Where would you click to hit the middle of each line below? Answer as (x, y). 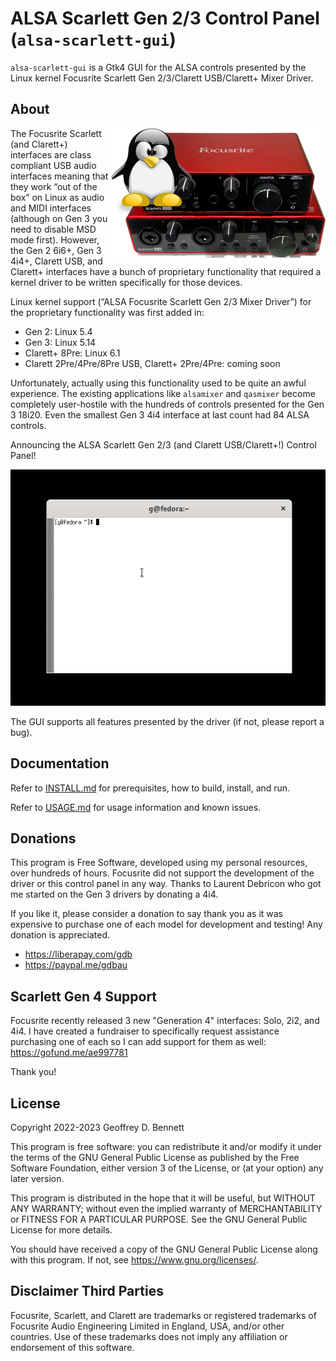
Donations (43, 838)
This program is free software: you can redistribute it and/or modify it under (166, 1146)
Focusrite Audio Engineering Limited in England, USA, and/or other (147, 1326)
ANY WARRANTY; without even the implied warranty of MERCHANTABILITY (166, 1208)
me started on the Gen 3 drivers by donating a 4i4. (114, 894)
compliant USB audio (53, 165)
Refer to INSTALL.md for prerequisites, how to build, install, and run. (150, 788)
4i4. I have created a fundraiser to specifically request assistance (145, 1031)
